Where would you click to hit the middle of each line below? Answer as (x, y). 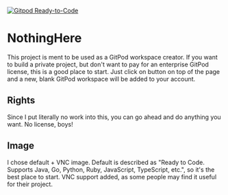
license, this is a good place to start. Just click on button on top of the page (114, 71)
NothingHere (45, 38)
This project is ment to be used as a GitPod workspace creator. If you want (112, 57)
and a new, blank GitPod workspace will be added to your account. (101, 79)
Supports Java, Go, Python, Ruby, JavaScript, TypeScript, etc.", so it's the (111, 169)
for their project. (30, 184)
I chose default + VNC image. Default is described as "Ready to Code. (106, 162)
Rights (21, 100)
